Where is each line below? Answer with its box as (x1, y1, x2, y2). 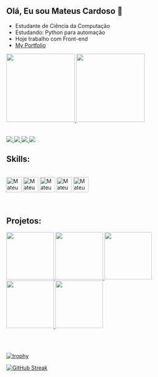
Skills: (6, 154, 30, 165)
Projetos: (6, 216, 41, 226)
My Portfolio (15, 41, 46, 49)
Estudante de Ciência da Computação (15, 22, 111, 29)
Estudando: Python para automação (15, 29, 105, 36)
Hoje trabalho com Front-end (15, 35, 88, 42)
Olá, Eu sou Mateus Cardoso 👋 (6, 6, 123, 16)
